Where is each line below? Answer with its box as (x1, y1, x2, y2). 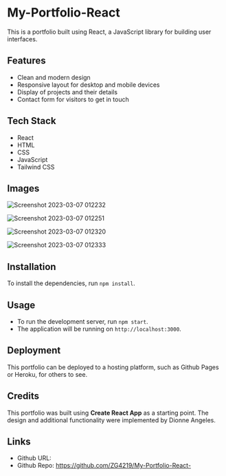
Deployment (7, 344, 61, 356)
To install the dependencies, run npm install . (7, 279, 135, 287)
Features (7, 55, 46, 67)
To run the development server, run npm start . (16, 318, 148, 325)
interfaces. (7, 34, 38, 43)
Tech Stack (7, 115, 56, 127)
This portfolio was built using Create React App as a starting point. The (7, 408, 210, 417)
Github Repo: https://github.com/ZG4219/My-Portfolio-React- (16, 462, 191, 470)
